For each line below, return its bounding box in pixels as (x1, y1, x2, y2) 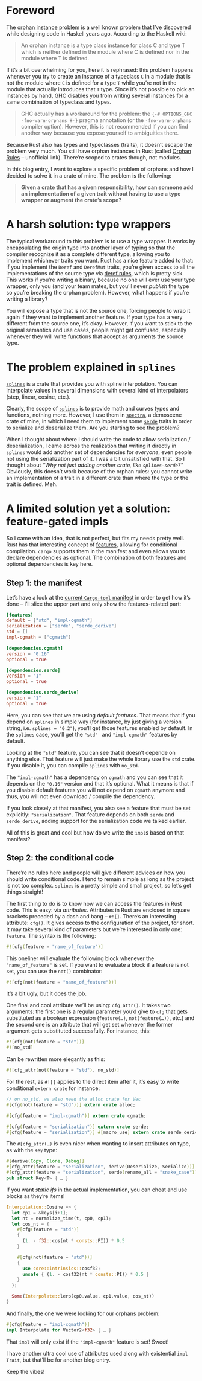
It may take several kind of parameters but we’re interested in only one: (6, 925, 182, 933)
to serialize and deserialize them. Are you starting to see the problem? (6, 424, 180, 431)
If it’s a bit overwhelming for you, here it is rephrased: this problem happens (6, 66, 194, 73)
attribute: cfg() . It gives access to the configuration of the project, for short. (6, 919, 194, 926)
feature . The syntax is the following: (6, 932, 96, 939)
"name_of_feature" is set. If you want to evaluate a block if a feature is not (6, 961, 189, 968)
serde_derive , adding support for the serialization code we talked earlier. (6, 817, 186, 824)
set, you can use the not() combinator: (6, 967, 103, 975)
